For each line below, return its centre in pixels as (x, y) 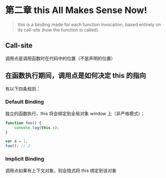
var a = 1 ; (17, 141)
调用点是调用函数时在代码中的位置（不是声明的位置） (60, 58)
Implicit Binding (25, 159)
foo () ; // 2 (18, 146)
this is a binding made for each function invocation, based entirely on (89, 24)
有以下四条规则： (23, 89)
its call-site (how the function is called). (58, 30)
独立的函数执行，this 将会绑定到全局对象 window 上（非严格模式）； (75, 113)
